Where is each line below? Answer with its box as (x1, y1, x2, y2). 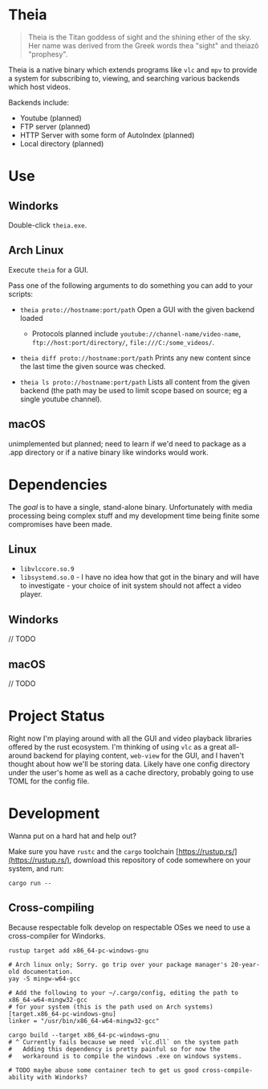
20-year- (230, 960, 261, 968)
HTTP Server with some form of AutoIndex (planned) (19, 130, 195, 140)
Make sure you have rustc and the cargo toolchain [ (8, 846, 179, 856)
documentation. (22, 968, 74, 976)
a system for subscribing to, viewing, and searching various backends (8, 73, 240, 83)
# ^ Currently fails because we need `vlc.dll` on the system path (8, 1038, 239, 1046)
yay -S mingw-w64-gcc (8, 975, 81, 983)
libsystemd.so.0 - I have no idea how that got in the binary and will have (19, 573, 259, 582)
